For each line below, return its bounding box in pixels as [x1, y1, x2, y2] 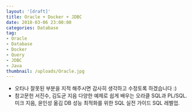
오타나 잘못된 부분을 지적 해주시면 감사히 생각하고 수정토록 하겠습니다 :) [14, 85, 177, 92]
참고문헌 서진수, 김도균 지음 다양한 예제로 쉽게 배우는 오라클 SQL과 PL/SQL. [14, 92, 188, 99]
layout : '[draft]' [6, 8, 51, 15]
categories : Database [6, 24, 59, 31]
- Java [6, 62, 22, 69]
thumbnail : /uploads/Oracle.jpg [6, 68, 85, 74]
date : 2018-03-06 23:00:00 [6, 19, 72, 25]
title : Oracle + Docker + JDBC [6, 14, 82, 20]
